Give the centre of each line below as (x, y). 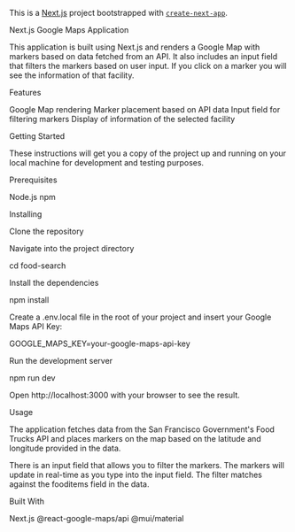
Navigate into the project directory (72, 248)
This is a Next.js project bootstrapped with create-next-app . (119, 13)
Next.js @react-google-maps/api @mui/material (97, 518)
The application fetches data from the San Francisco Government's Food (142, 429)
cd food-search (38, 266)
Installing (26, 214)
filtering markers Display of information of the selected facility (122, 119)
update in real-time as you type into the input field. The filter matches (136, 474)
